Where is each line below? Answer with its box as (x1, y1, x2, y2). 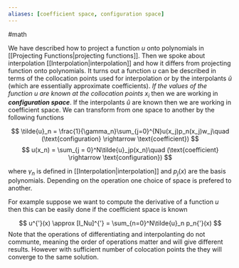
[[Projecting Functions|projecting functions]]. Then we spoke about (8, 51, 206, 60)
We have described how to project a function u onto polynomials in (8, 43, 205, 52)
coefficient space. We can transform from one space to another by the (8, 106, 216, 114)
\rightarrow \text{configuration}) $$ (68, 154, 173, 162)
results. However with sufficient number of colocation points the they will (8, 245, 223, 254)
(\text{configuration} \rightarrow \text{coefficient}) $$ (41, 134, 200, 143)
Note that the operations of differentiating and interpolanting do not (8, 230, 206, 239)
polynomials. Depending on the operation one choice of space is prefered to (8, 176, 232, 185)
